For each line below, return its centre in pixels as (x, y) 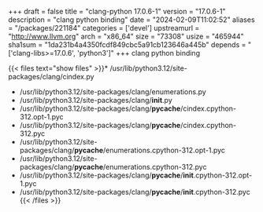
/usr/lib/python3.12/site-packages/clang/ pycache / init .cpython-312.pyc (135, 192)
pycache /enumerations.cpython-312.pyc (141, 167)
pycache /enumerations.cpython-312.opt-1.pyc (150, 150)
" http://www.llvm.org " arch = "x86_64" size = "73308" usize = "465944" (126, 36)
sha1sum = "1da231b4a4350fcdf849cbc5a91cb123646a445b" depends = (127, 45)
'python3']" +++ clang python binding (139, 53)
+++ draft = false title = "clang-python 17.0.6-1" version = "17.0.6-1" (117, 11)
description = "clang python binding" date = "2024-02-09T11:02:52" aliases (131, 20)
